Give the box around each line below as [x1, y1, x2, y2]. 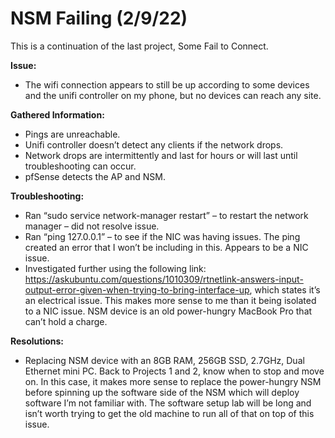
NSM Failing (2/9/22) [10, 7, 188, 30]
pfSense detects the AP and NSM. [24, 170, 166, 182]
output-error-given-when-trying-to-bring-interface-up [24, 283, 250, 296]
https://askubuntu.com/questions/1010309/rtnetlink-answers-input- [24, 273, 304, 285]
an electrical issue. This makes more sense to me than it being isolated [24, 294, 317, 306]
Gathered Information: [10, 108, 105, 121]
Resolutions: [10, 335, 65, 347]
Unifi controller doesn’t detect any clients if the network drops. [24, 138, 284, 151]
